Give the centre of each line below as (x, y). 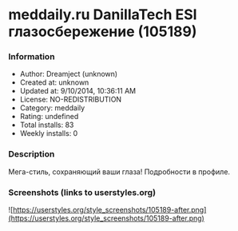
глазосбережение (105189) (103, 32)
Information (32, 57)
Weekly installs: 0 (49, 133)
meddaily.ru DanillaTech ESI (103, 15)
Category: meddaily (52, 108)
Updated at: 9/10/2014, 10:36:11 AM (78, 91)
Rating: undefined (49, 117)
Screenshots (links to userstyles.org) (82, 192)
